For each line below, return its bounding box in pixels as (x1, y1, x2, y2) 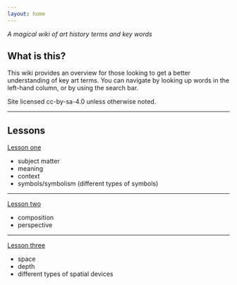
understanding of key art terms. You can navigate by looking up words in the (7, 76, 230, 85)
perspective (17, 221, 53, 229)
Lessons (7, 124, 46, 136)
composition (17, 213, 54, 222)
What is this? (7, 50, 66, 62)
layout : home (7, 10, 46, 18)
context (17, 172, 40, 181)
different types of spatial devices (17, 269, 114, 279)
